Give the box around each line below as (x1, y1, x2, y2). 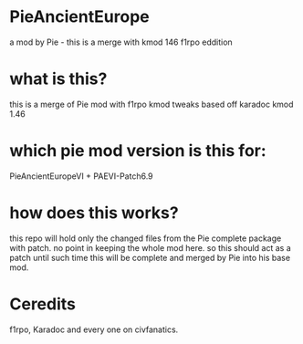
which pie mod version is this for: (9, 141, 266, 162)
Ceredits (9, 294, 76, 314)
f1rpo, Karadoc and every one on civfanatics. (9, 324, 179, 335)
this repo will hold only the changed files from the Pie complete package (9, 233, 282, 244)
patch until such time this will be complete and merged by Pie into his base (9, 252, 290, 263)
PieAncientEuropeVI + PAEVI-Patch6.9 (9, 171, 153, 182)
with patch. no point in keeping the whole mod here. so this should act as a (9, 242, 292, 253)
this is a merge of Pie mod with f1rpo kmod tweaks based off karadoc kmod (9, 99, 294, 109)
